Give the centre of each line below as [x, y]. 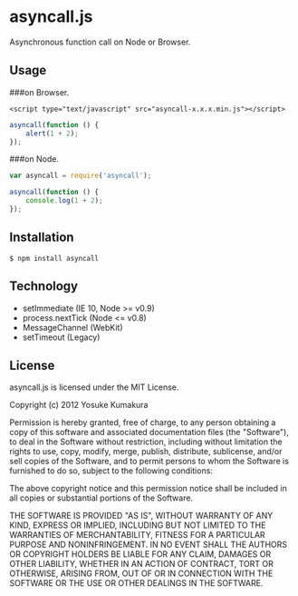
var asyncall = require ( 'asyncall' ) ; [81, 176]
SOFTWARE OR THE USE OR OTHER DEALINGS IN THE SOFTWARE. [136, 583]
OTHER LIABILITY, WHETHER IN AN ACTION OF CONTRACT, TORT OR [141, 564]
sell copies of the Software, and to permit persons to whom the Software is [149, 462]
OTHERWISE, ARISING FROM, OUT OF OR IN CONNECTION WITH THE [141, 573]
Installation [42, 238]
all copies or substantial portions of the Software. [101, 498]
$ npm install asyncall [54, 258]
